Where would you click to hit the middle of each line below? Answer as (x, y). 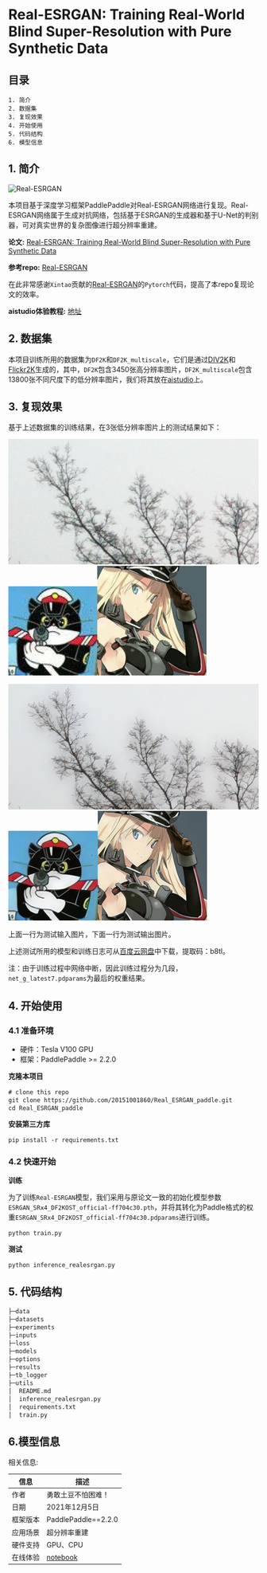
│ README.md (30, 1391)
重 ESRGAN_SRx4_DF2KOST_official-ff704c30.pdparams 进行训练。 (111, 1218)
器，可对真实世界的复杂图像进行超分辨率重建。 (85, 225)
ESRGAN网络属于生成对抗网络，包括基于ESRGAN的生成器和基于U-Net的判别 (133, 215)
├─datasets (26, 1320)
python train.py (35, 1234)
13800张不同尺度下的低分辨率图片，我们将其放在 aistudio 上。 (108, 379)
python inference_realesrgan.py (62, 1265)
